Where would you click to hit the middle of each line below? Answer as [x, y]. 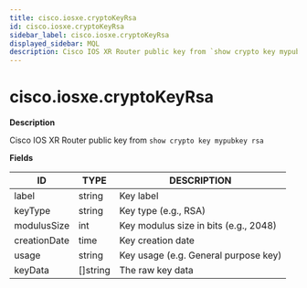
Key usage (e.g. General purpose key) [201, 255]
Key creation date [157, 240]
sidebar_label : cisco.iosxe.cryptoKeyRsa [90, 35]
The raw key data [156, 271]
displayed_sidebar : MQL [55, 43]
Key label [139, 196]
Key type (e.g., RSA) [163, 211]
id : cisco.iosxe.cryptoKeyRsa [67, 27]
